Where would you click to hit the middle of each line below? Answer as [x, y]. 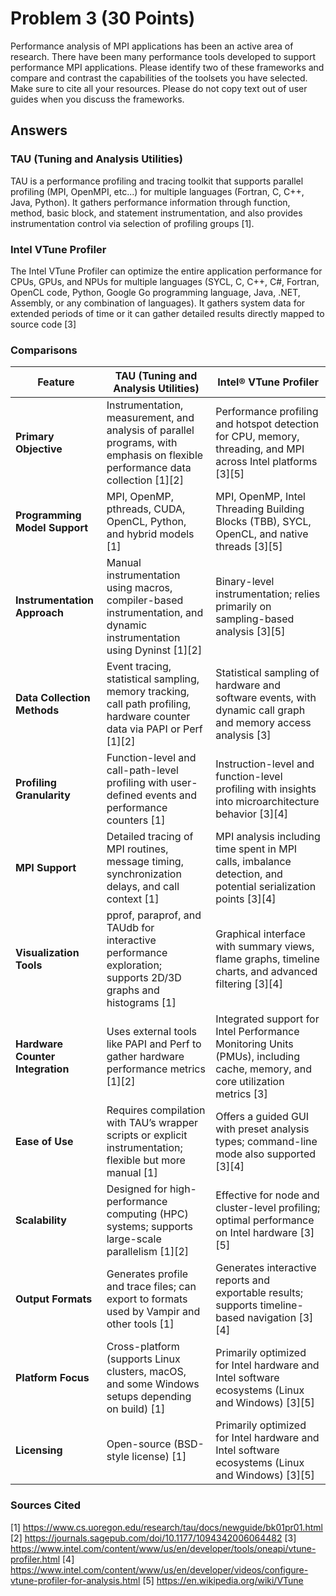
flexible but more [146, 1160]
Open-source [139, 1444]
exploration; [134, 965]
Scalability [41, 1220]
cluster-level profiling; [268, 1208]
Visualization [47, 953]
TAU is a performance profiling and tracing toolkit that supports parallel [157, 181]
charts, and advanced [266, 972]
